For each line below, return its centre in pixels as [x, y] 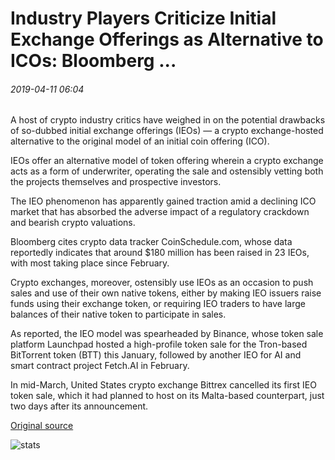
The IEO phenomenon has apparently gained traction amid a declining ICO [163, 201]
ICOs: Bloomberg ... [93, 61]
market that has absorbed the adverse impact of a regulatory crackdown [160, 212]
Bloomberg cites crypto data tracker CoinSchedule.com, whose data [151, 242]
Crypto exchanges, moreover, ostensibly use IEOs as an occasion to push [162, 283]
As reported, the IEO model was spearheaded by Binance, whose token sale [167, 334]
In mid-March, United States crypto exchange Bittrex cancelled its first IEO [163, 385]
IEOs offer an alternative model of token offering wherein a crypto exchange [167, 161]
